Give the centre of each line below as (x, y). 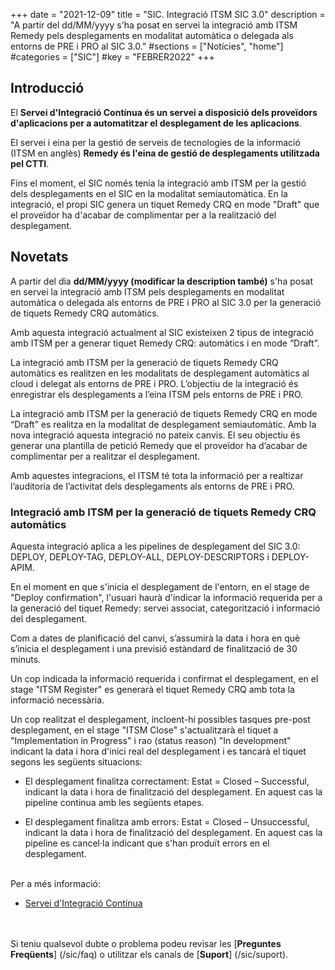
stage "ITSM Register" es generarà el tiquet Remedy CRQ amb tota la (152, 689)
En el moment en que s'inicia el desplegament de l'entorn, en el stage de (160, 586)
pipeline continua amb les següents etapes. (114, 802)
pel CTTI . (30, 163)
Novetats (39, 257)
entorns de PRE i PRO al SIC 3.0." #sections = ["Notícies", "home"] (147, 46)
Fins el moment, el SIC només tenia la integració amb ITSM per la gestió (158, 183)
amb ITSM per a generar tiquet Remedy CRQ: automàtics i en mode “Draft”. (165, 343)
